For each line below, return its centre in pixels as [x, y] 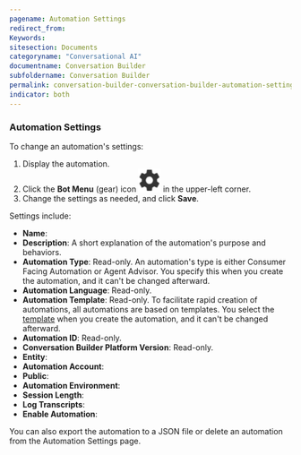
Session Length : [53, 395]
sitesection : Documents [54, 47]
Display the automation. [66, 163]
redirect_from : [38, 28]
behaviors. [42, 253]
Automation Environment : [71, 386]
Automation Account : [63, 366]
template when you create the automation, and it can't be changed [145, 319]
